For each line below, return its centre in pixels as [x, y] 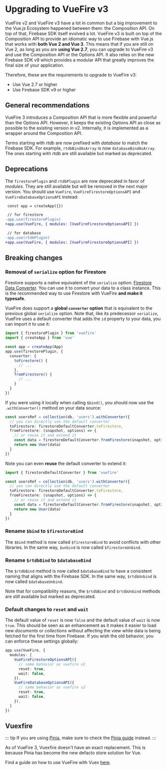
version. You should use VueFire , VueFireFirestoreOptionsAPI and [73, 191]
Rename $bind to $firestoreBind [44, 531]
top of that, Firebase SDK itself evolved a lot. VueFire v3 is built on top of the [84, 33]
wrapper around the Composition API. [44, 133]
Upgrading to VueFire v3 [57, 9]
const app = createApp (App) [34, 347]
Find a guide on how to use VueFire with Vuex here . [58, 763]
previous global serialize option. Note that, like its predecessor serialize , [82, 314]
